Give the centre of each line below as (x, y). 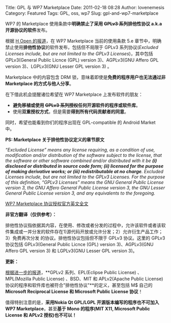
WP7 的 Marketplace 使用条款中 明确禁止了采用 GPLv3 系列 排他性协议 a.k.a (84, 24)
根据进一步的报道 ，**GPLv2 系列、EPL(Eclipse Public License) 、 (74, 272)
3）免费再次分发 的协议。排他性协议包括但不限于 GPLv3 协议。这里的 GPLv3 (85, 238)
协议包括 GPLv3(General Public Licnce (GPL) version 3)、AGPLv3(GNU (79, 244)
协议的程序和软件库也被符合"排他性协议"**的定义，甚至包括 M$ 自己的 (79, 285)
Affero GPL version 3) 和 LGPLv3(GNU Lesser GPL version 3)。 (71, 251)
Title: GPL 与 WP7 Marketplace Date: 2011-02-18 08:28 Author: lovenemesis (85, 7)
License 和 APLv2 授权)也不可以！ (41, 315)
